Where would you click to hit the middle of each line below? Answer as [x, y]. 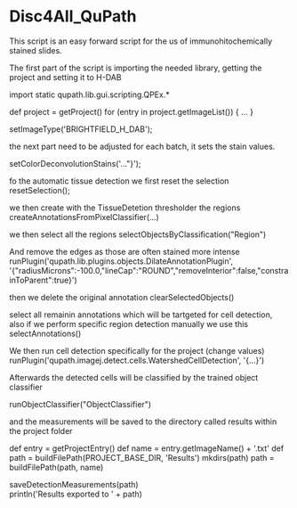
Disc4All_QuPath [73, 16]
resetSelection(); [40, 190]
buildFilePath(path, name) [56, 467]
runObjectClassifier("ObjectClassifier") [80, 404]
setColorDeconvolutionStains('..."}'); [75, 163]
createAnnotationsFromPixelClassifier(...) [84, 217]
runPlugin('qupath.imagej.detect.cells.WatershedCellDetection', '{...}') [137, 360]
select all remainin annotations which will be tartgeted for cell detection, [141, 315]
